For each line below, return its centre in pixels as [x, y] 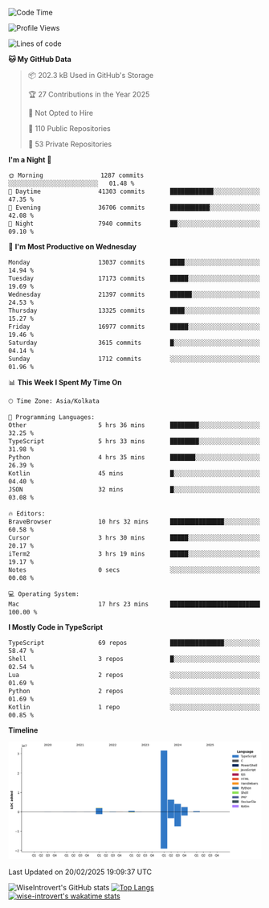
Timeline [23, 730]
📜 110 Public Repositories [69, 128]
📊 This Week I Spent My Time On [65, 382]
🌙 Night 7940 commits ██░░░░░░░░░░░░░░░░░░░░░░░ [134, 224]
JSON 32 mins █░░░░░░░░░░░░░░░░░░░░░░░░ [134, 490]
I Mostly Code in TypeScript [55, 627]
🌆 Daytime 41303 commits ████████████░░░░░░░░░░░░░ [134, 191]
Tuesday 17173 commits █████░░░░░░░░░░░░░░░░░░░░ [134, 278]
